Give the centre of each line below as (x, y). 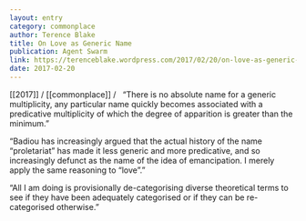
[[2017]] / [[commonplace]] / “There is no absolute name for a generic (143, 94)
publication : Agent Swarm (58, 52)
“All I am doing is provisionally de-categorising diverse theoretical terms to (149, 187)
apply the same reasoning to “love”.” (77, 170)
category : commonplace (52, 26)
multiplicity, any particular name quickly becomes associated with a (136, 104)
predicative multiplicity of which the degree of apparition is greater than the (151, 114)
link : (20, 60)
